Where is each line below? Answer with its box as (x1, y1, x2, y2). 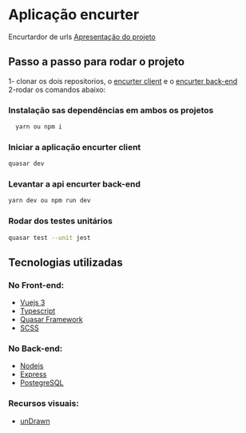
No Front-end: (8, 279, 65, 290)
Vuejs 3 (19, 297, 46, 308)
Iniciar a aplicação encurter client (8, 141, 141, 152)
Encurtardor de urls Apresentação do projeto (8, 32, 156, 41)
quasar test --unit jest (8, 234, 91, 242)
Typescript (19, 306, 56, 316)
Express (19, 369, 47, 380)
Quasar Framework (19, 315, 84, 325)
